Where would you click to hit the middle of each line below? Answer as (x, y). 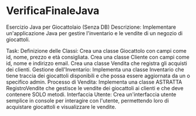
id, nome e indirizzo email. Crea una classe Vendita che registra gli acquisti (97, 63)
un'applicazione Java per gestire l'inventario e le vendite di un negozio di (94, 33)
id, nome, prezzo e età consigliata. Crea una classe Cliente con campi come (98, 57)
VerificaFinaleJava (53, 11)
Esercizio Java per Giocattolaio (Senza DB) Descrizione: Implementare (91, 27)
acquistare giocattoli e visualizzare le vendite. (61, 107)
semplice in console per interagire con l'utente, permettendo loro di (87, 100)
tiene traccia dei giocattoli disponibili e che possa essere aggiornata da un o (98, 76)
